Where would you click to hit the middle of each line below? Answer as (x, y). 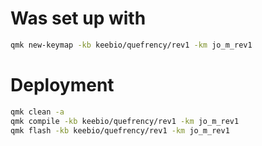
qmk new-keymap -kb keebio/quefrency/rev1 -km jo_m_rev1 (131, 45)
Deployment (62, 85)
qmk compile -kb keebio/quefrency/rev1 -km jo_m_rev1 (125, 121)
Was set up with (78, 18)
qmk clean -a (37, 112)
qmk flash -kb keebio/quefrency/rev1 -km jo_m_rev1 (120, 130)
